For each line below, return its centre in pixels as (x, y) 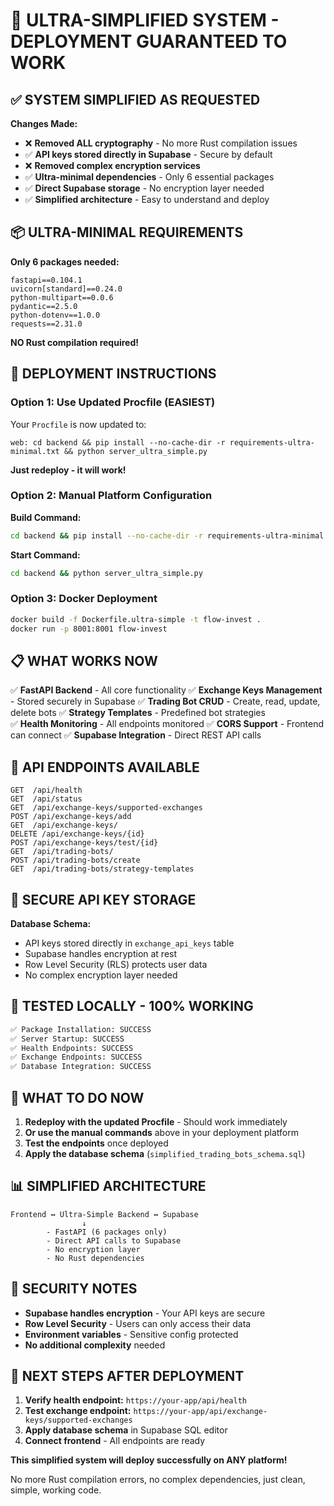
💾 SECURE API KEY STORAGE (103, 899)
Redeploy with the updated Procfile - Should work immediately (156, 1122)
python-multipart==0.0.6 (62, 297)
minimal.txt (35, 451)
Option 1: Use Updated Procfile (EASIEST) (113, 402)
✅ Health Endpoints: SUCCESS (72, 1048)
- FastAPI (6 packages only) (107, 1232)
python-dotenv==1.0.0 (55, 315)
